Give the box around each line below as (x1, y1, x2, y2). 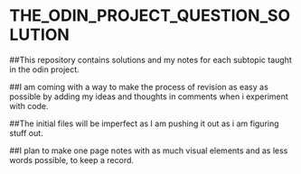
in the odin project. (9, 64, 80, 75)
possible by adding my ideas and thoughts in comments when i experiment (9, 91, 289, 102)
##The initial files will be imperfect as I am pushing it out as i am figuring (9, 118, 279, 129)
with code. (9, 100, 49, 111)
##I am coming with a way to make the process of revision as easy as (9, 81, 268, 92)
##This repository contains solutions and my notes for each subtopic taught (9, 54, 292, 65)
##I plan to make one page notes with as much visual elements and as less (9, 145, 288, 156)
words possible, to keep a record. (9, 154, 134, 165)
